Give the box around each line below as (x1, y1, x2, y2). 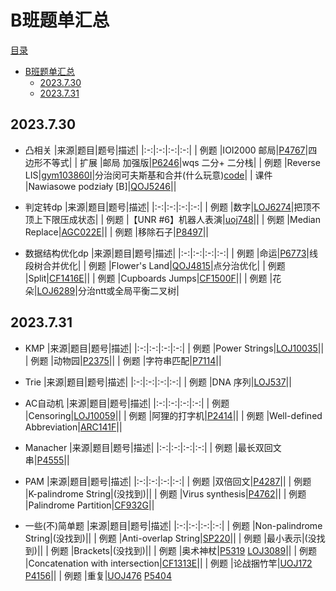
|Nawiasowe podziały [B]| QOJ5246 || (24, 180, 177, 192)
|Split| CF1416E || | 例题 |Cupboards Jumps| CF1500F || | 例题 (24, 272, 268, 284)
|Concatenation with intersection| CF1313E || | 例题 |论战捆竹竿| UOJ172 (24, 557, 313, 569)
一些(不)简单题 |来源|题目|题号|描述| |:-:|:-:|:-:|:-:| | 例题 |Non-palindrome (24, 519, 323, 531)
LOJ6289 (36, 284, 76, 296)
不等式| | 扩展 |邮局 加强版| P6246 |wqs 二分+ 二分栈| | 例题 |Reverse (42, 156, 321, 168)
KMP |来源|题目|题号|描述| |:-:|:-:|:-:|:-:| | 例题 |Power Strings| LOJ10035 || (24, 342, 325, 354)
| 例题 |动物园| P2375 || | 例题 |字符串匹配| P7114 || (24, 354, 222, 366)
